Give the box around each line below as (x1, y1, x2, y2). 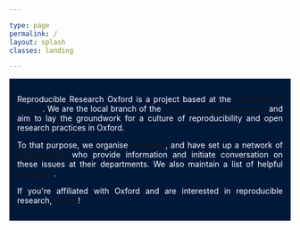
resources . (17, 168, 56, 179)
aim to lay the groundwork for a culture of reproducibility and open (17, 113, 283, 124)
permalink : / (9, 29, 58, 38)
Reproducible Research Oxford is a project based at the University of (17, 94, 284, 105)
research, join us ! (17, 195, 81, 206)
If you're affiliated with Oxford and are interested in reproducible (17, 185, 283, 197)
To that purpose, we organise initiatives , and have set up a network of (17, 140, 283, 150)
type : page (9, 21, 50, 30)
